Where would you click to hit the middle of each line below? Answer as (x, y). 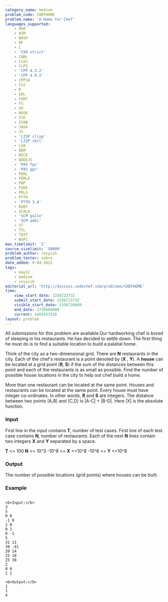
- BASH (21, 38)
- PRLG (21, 192)
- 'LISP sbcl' (29, 141)
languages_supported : (28, 24)
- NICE (21, 155)
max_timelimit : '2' (26, 244)
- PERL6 (22, 179)
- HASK (21, 113)
